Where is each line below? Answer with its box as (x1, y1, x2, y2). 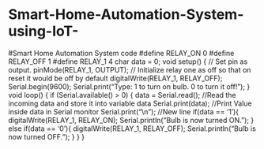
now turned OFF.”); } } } (8, 132, 85, 141)
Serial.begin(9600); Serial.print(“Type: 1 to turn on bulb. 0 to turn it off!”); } (8, 81, 251, 91)
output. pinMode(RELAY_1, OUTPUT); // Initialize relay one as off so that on (8, 65, 251, 74)
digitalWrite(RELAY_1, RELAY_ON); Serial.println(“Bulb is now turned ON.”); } (8, 115, 255, 125)
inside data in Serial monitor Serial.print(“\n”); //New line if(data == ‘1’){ (8, 106, 239, 116)
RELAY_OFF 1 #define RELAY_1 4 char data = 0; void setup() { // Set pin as (8, 57, 248, 66)
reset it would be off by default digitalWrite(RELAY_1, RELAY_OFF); (8, 73, 223, 83)
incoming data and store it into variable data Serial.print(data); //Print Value (8, 99, 252, 108)
